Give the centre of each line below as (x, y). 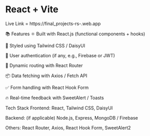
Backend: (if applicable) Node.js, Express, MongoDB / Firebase (72, 118)
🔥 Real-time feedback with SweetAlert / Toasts (55, 98)
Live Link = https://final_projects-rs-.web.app (53, 24)
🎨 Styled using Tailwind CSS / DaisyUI (45, 46)
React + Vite (32, 9)
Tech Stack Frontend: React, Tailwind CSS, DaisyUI (59, 108)
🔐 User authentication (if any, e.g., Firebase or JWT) (60, 55)
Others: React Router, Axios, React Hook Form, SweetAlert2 (68, 128)
